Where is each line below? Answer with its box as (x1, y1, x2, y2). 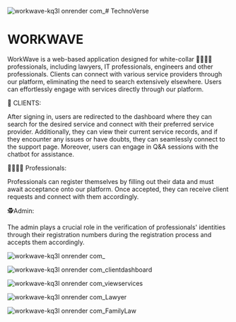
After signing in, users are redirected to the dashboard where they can (7, 112, 212, 120)
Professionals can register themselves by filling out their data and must (7, 177, 214, 185)
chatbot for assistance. (7, 149, 74, 159)
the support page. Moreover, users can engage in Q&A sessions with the (7, 142, 219, 151)
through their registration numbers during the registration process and (7, 230, 212, 238)
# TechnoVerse (105, 7, 150, 15)
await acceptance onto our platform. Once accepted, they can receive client (7, 185, 229, 193)
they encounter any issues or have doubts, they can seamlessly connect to (7, 134, 225, 143)
